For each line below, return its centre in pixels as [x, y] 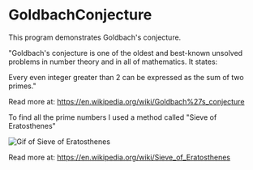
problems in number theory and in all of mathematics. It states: [113, 62]
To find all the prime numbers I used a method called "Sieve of [113, 117]
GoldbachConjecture [80, 15]
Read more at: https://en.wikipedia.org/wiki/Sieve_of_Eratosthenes [120, 157]
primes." [22, 86]
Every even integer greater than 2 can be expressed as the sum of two [126, 77]
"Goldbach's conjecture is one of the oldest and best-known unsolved [126, 53]
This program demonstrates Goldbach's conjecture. [95, 37]
